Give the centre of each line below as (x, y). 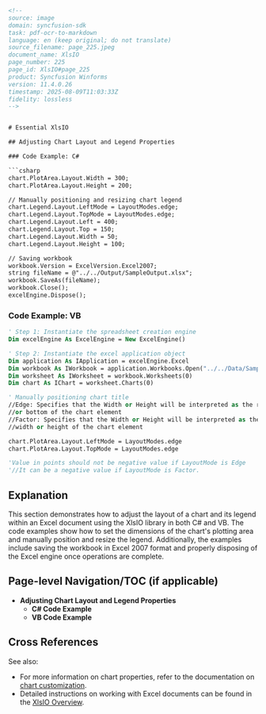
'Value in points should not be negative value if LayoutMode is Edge (127, 463)
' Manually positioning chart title (68, 397)
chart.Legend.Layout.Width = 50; (63, 236)
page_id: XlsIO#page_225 (49, 70)
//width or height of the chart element (76, 427)
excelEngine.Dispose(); (47, 295)
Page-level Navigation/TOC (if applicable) (114, 581)
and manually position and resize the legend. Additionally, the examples (125, 539)
